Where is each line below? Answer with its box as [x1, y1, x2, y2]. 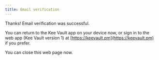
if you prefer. [5, 40, 30, 46]
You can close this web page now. [5, 49, 73, 55]
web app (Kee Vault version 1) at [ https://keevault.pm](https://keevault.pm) [5, 35, 154, 41]
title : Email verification [5, 7, 59, 12]
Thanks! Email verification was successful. [5, 20, 90, 26]
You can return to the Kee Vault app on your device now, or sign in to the [5, 30, 150, 35]
